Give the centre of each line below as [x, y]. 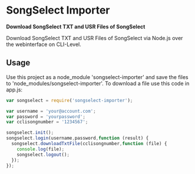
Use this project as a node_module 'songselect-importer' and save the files [97, 77]
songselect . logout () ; [43, 155]
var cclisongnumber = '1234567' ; [47, 122]
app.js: [14, 90]
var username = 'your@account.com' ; [51, 111]
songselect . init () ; [30, 133]
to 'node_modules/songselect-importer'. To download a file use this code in [98, 83]
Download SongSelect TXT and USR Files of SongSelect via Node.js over [95, 38]
